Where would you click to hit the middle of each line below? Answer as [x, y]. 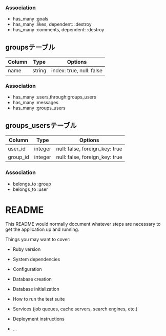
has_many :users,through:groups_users [54, 97]
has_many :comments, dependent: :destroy [58, 30]
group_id [18, 157]
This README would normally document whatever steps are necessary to [83, 224]
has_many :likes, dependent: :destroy [52, 24]
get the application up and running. [42, 229]
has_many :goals [30, 19]
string [39, 71]
